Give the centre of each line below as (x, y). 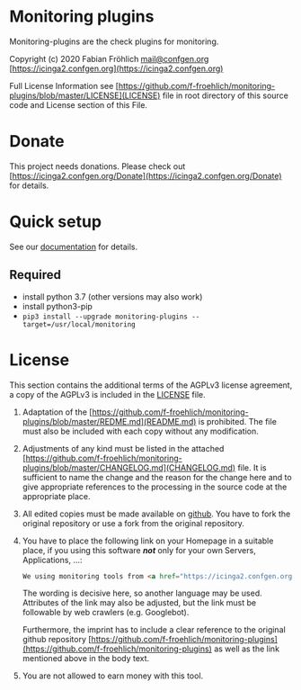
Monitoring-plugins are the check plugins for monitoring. (114, 41)
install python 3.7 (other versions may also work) (112, 296)
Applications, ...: (52, 560)
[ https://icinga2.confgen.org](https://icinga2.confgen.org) (116, 68)
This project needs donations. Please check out (97, 166)
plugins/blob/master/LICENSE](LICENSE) (85, 95)
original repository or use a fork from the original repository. (133, 523)
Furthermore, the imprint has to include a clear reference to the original (154, 630)
